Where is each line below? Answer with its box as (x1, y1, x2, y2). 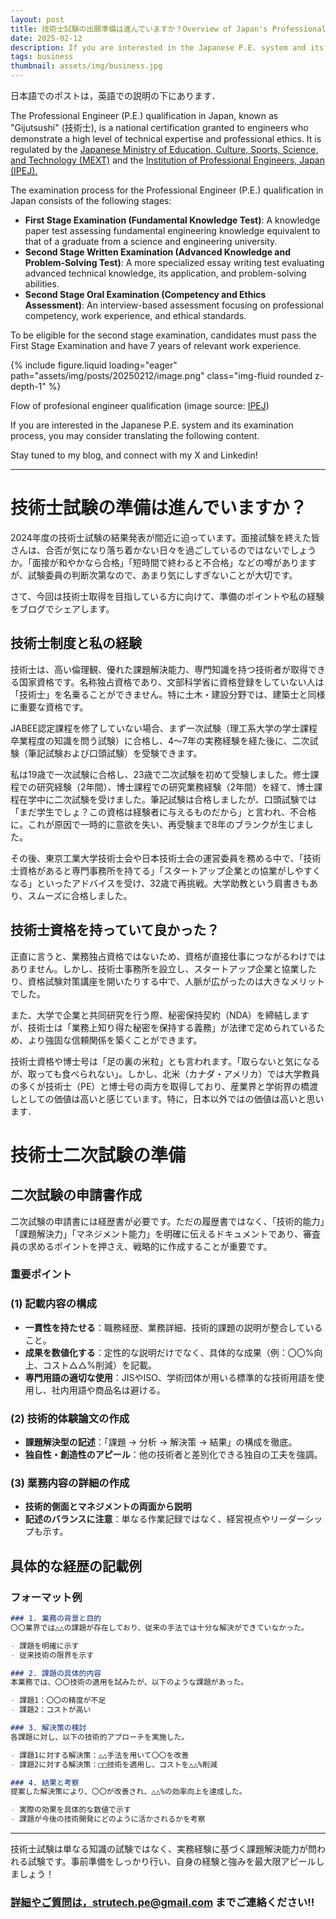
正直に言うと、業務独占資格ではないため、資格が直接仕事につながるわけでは (10, 950, 326, 962)
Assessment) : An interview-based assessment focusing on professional (24, 299, 324, 311)
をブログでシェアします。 (10, 602, 115, 615)
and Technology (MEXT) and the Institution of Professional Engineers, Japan (10, 154, 325, 166)
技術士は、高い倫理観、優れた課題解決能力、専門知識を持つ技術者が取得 (10, 663, 308, 675)
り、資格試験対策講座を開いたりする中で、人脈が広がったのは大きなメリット (10, 975, 325, 987)
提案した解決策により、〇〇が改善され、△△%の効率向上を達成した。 (10, 1787, 247, 1797)
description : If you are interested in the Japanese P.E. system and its (10, 42, 325, 53)
